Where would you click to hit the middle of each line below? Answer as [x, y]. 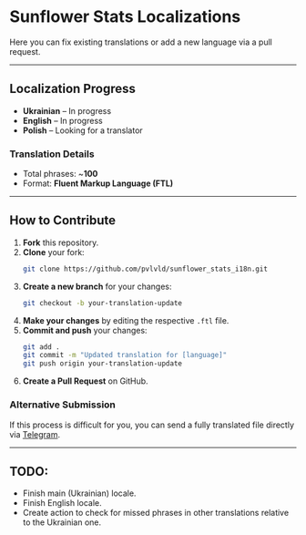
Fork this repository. [61, 242]
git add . [41, 347]
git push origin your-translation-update [102, 364]
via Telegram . [35, 434]
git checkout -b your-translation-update [102, 303]
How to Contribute [63, 221]
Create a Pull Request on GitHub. [85, 381]
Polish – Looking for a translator [82, 130]
